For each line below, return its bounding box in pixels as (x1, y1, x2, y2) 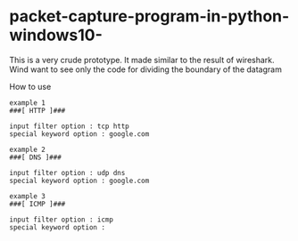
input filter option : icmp (9, 215, 114, 224)
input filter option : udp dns (9, 168, 126, 177)
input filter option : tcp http (9, 122, 129, 131)
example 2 (9, 145, 46, 154)
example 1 (9, 98, 46, 108)
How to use (9, 81, 52, 92)
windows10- (9, 25, 103, 45)
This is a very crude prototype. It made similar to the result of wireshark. (9, 54, 275, 65)
